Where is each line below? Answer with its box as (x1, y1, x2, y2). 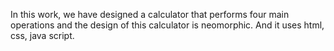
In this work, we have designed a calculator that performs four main (10, 9, 290, 20)
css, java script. (10, 30, 75, 41)
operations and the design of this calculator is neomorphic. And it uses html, (10, 19, 325, 31)
